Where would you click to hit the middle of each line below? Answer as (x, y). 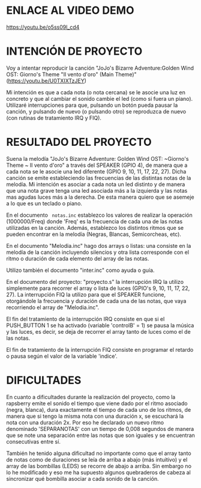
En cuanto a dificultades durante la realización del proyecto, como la (91, 397)
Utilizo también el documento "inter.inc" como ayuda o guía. (80, 270)
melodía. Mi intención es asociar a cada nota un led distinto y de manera (96, 184)
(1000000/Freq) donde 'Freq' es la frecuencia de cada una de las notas (94, 221)
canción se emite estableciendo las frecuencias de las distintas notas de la (99, 178)
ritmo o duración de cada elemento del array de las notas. (78, 258)
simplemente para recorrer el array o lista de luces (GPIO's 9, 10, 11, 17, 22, (98, 288)
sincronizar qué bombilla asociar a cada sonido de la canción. (82, 478)
